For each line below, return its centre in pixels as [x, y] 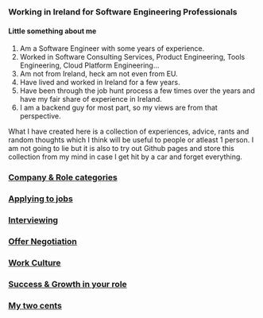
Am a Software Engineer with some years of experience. [112, 48]
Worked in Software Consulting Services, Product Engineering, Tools [132, 57]
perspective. [40, 116]
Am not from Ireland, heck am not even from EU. [99, 74]
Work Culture [35, 262]
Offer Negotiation [43, 241]
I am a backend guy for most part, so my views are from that [119, 108]
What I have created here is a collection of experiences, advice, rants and [129, 132]
